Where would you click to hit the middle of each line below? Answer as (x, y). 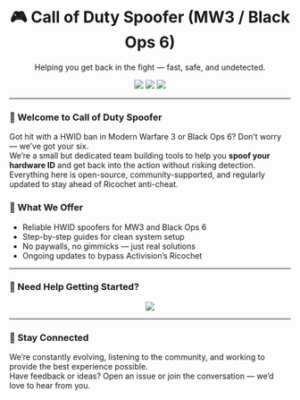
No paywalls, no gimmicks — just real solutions (109, 246)
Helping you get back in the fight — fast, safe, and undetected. (150, 67)
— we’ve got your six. (49, 146)
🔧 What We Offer (46, 208)
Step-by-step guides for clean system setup (103, 236)
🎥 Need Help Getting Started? (75, 287)
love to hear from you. (50, 386)
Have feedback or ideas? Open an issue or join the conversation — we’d (142, 376)
